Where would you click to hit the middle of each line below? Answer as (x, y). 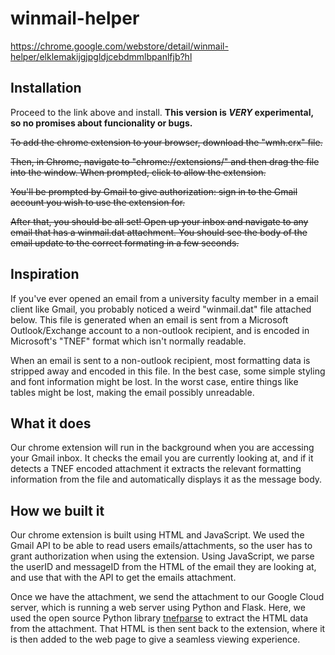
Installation (46, 88)
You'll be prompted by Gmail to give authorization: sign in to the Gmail (154, 191)
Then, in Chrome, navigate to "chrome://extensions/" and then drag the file (165, 161)
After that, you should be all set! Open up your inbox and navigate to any (159, 221)
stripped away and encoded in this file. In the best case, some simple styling (168, 371)
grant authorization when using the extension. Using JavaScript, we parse (162, 556)
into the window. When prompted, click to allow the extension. (138, 172)
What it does (51, 423)
